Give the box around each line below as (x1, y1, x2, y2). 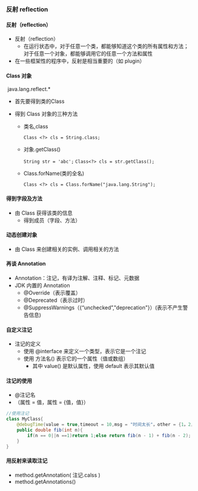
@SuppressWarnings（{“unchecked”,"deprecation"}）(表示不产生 (23, 303, 183, 311)
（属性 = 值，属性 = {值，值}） (14, 399, 90, 406)
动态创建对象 (6, 231, 37, 238)
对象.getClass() (23, 146, 61, 153)
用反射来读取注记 (6, 457, 48, 464)
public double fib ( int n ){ (16, 427, 83, 433)
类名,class (23, 123, 48, 130)
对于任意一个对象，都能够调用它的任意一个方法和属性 (23, 50, 153, 57)
